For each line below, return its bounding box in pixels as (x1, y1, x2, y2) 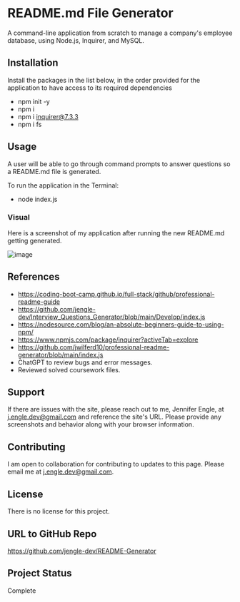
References (7, 271, 60, 283)
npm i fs (17, 120, 42, 128)
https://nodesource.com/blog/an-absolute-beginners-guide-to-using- (17, 320, 224, 329)
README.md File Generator (7, 5, 174, 21)
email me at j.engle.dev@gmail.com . (7, 467, 114, 476)
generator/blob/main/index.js (17, 350, 104, 359)
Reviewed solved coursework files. (17, 365, 121, 374)
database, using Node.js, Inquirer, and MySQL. (7, 36, 145, 44)
